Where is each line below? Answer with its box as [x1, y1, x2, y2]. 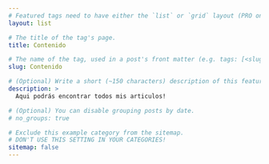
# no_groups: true [8, 114, 70, 122]
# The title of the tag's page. [8, 34, 116, 42]
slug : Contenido [8, 63, 62, 71]
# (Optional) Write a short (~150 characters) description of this [8, 78, 239, 86]
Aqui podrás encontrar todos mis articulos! [15, 92, 167, 100]
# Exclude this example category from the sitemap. [8, 129, 184, 137]
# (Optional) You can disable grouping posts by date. [8, 106, 195, 114]
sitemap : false [8, 143, 59, 152]
